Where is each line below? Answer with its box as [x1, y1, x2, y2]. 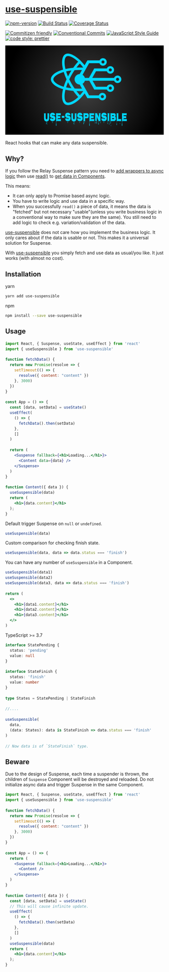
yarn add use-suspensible [5, 294, 59, 299]
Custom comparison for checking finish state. [5, 540, 100, 546]
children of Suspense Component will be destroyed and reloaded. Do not [5, 776, 154, 782]
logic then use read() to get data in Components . [5, 173, 106, 180]
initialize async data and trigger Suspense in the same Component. [5, 782, 144, 788]
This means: [5, 183, 31, 189]
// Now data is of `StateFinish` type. [5, 744, 89, 749]
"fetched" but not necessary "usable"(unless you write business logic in [12, 209, 162, 215]
